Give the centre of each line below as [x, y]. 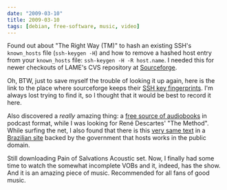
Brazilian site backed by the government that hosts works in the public [107, 138]
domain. [19, 145]
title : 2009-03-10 [33, 20]
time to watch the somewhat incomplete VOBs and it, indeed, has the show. [114, 166]
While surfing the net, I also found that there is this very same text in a [106, 130]
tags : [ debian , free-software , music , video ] [73, 26]
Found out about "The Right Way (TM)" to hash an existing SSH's [99, 46]
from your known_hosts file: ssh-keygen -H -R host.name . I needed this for [111, 60]
